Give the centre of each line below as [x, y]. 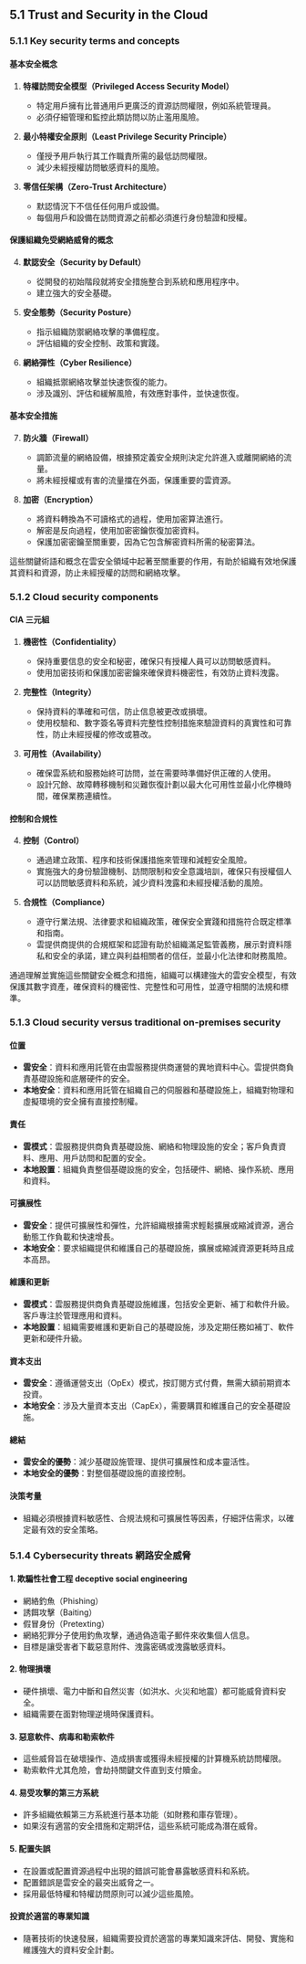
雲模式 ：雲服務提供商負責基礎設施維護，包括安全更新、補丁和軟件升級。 [158, 1304]
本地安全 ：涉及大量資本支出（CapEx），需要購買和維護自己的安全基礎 [153, 1406]
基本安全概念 [33, 64]
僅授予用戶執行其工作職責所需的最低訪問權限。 [124, 155]
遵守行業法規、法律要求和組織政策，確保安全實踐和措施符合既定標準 [164, 922]
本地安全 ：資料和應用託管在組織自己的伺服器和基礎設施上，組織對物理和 [158, 1090]
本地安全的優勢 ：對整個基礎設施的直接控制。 [107, 1473]
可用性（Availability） [64, 754]
